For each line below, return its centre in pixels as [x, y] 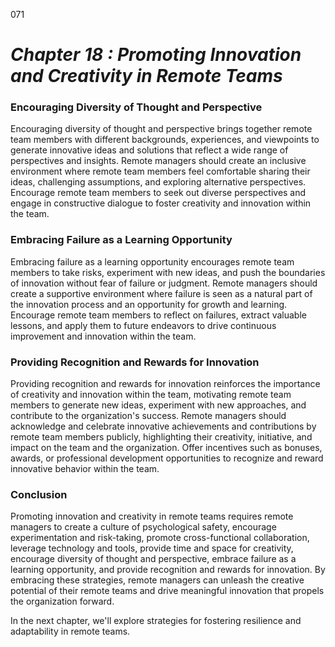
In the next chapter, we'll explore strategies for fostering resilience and [156, 621]
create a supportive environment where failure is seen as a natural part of [161, 293]
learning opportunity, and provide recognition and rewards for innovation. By [168, 570]
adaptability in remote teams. [70, 631]
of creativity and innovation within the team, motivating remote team [151, 395]
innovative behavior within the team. [85, 469]
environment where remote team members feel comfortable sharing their [160, 171]
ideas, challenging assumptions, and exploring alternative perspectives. [158, 182]
